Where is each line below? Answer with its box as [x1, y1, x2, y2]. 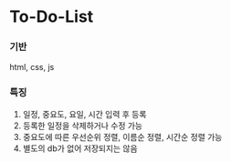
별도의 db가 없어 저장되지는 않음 [22, 143, 139, 154]
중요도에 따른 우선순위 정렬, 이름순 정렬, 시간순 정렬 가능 [22, 131, 223, 142]
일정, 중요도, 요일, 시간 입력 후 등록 [22, 108, 147, 119]
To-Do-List [9, 6, 94, 27]
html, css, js [9, 62, 55, 73]
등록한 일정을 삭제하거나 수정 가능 [22, 120, 143, 131]
